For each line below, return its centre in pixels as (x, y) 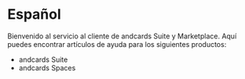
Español (35, 14)
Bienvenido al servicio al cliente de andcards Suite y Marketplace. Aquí (122, 36)
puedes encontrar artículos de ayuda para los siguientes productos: (117, 44)
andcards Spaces (47, 67)
